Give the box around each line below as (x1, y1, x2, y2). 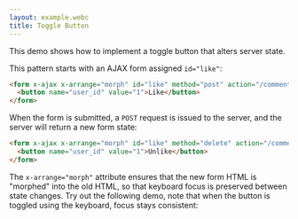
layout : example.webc (9, 12, 90, 22)
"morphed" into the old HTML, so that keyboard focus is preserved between (9, 181, 287, 192)
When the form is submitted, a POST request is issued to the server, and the (9, 113, 282, 123)
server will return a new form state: (9, 121, 137, 133)
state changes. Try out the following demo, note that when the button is (9, 190, 271, 200)
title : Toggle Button (9, 21, 90, 30)
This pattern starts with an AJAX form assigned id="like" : (9, 63, 223, 74)
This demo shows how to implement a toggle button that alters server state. (9, 45, 286, 56)
